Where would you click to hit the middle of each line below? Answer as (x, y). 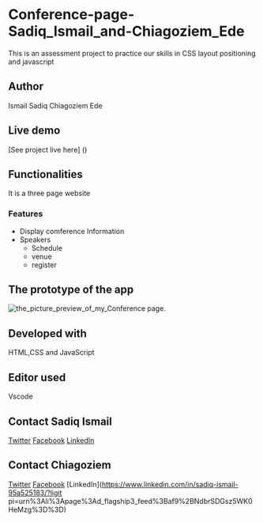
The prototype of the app (71, 290)
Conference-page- (71, 15)
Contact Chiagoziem (60, 465)
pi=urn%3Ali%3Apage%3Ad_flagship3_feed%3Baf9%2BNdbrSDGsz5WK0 (130, 501)
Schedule (47, 248)
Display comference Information (72, 231)
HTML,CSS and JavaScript (51, 353)
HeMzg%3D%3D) (38, 509)
